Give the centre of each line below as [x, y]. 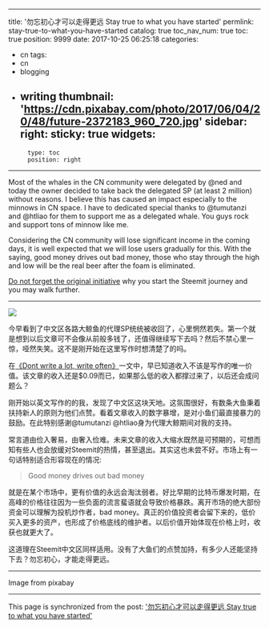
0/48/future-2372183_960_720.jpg [109, 122]
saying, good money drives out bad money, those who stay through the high [134, 257]
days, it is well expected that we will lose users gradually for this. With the [130, 248]
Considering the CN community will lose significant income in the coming [129, 240]
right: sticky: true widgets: [88, 134]
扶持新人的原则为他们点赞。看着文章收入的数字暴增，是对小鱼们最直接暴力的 [134, 412]
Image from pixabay [41, 582]
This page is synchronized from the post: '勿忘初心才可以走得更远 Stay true [132, 606]
